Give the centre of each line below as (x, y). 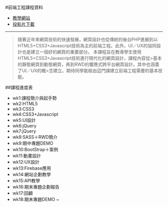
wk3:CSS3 (23, 109)
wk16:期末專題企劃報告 (36, 187)
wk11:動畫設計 (27, 156)
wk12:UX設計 (26, 162)
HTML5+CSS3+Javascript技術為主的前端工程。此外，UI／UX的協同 (87, 46)
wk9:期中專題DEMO (33, 143)
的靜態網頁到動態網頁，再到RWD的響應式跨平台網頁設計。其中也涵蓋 (88, 64)
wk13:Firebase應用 (32, 168)
